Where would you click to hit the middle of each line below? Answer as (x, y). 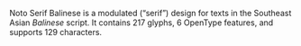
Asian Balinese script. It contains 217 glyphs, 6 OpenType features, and (141, 23)
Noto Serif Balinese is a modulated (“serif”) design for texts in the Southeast (150, 13)
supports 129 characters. (55, 32)
